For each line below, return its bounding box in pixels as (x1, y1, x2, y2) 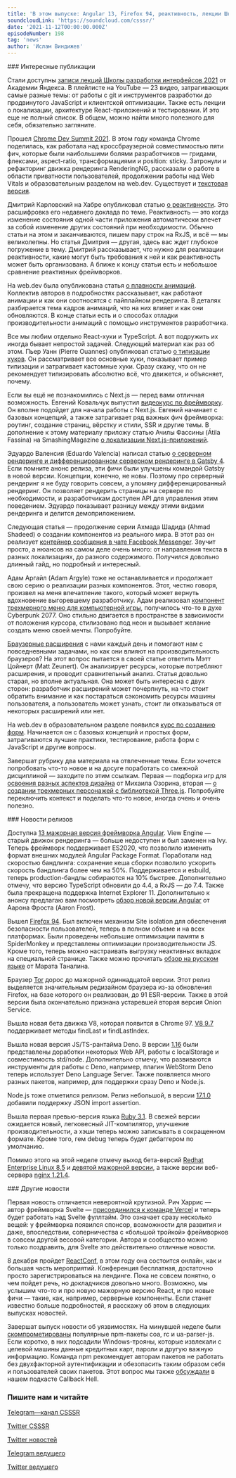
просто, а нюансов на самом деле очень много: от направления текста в (7, 545, 228, 553)
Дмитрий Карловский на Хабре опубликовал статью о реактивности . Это (7, 200, 229, 208)
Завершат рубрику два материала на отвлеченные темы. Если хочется (7, 757, 221, 765)
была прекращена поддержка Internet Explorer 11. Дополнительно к (7, 888, 210, 897)
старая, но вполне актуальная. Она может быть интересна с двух (7, 677, 205, 685)
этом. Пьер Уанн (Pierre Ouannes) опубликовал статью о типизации (7, 348, 211, 355)
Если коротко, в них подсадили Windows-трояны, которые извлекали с (7, 1337, 222, 1346)
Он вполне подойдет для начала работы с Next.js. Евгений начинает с (7, 406, 218, 414)
